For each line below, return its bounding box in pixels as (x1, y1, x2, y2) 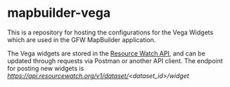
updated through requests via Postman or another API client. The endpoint (7, 56, 223, 65)
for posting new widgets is (7, 64, 84, 72)
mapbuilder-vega (7, 5, 111, 21)
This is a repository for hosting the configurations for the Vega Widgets (7, 28, 214, 36)
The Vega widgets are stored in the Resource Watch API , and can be (7, 49, 206, 58)
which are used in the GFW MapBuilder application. (7, 35, 156, 43)
